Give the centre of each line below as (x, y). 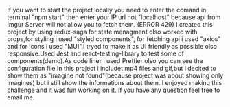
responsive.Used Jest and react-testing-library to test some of (95, 53)
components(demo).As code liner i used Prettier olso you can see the (105, 61)
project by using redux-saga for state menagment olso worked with (102, 32)
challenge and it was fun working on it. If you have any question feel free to (114, 90)
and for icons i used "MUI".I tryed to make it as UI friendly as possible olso (112, 46)
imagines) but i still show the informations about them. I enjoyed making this (115, 83)
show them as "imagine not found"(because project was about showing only (115, 75)
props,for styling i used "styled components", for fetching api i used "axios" (114, 39)
